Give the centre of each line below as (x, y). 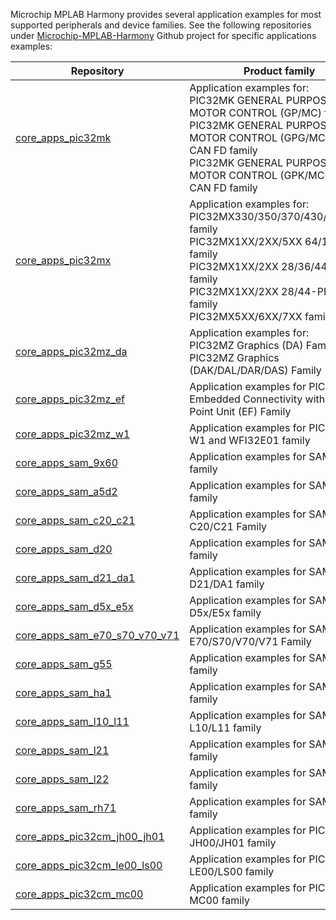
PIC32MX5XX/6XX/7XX (246, 316)
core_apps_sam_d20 (64, 549)
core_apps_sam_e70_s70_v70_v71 (97, 635)
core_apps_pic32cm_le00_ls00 (89, 865)
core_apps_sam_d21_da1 (75, 577)
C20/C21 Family (228, 526)
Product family (279, 71)
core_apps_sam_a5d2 (66, 491)
